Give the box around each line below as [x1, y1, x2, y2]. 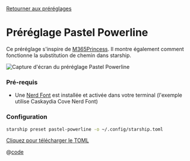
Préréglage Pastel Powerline [6, 26, 148, 39]
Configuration [6, 113, 47, 121]
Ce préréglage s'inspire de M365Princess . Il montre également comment [6, 45, 184, 52]
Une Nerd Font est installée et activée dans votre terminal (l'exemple [14, 91, 182, 99]
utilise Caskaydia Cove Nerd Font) [14, 98, 98, 105]
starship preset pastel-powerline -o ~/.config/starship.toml [6, 126, 163, 132]
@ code [6, 149, 24, 156]
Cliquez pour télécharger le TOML [6, 137, 89, 144]
